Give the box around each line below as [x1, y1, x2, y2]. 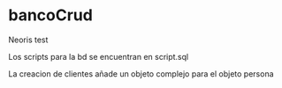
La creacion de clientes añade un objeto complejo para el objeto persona [8, 68, 275, 79]
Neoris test [8, 34, 49, 45]
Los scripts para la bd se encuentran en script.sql [8, 51, 189, 62]
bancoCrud [8, 5, 94, 26]
